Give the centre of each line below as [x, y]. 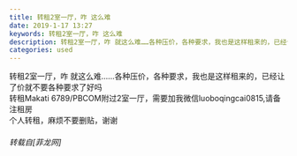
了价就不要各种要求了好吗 [56, 87]
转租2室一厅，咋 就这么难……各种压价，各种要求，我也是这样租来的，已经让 [147, 77]
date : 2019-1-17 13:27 [51, 26]
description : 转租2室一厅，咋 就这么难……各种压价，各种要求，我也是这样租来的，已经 [148, 42]
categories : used [41, 50]
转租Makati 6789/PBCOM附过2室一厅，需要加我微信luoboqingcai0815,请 [141, 99]
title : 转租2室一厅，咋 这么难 [60, 17]
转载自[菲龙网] [35, 142]
